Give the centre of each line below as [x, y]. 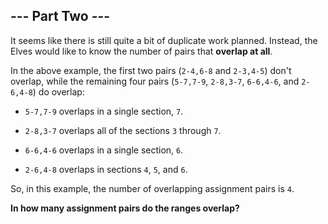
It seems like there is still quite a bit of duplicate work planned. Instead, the [164, 40]
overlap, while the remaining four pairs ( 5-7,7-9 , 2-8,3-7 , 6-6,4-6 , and [155, 81]
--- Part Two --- [60, 16]
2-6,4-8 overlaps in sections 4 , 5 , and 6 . [106, 169]
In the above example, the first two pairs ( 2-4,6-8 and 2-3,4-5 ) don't [151, 70]
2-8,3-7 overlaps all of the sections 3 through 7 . [123, 130]
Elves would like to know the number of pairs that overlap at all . [141, 51]
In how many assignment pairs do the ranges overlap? [125, 208]
